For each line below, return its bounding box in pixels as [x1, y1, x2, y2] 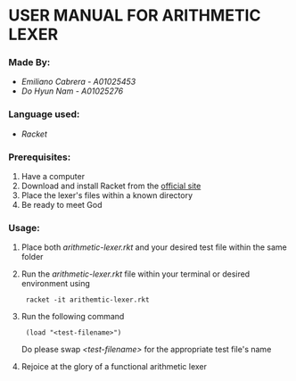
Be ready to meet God [21, 200, 103, 211]
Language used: [8, 108, 80, 120]
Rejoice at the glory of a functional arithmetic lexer [21, 361, 207, 372]
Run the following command [21, 311, 125, 322]
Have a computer [21, 171, 86, 182]
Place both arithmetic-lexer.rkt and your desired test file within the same [21, 242, 287, 253]
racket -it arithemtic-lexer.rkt [25, 295, 150, 304]
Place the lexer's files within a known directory [21, 190, 193, 201]
